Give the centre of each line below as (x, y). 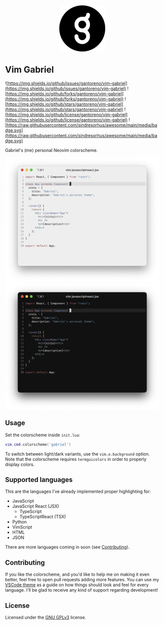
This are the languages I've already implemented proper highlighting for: (78, 491)
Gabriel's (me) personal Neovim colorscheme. (51, 150)
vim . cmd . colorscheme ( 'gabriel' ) (38, 444)
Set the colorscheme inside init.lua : (43, 435)
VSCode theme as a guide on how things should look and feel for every (77, 585)
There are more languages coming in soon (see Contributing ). (67, 547)
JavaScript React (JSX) (36, 506)
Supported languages (39, 480)
